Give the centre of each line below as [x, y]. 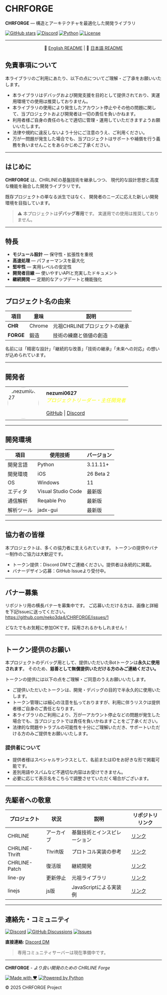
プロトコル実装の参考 [96, 852]
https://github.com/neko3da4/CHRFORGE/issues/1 [57, 617]
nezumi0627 [62, 393]
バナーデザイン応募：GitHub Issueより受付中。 [60, 571]
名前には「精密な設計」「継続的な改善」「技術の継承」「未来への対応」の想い [83, 349]
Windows [48, 483]
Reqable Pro [52, 500]
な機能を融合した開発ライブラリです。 [44, 186]
